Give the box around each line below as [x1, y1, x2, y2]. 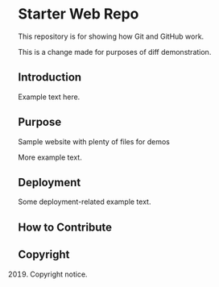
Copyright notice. [29, 269, 88, 279]
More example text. [18, 152, 82, 162]
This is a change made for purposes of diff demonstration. [18, 47, 212, 56]
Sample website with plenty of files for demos [18, 136, 171, 146]
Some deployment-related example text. [18, 197, 151, 206]
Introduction [18, 70, 82, 85]
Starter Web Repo [18, 5, 139, 23]
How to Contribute [18, 220, 113, 234]
